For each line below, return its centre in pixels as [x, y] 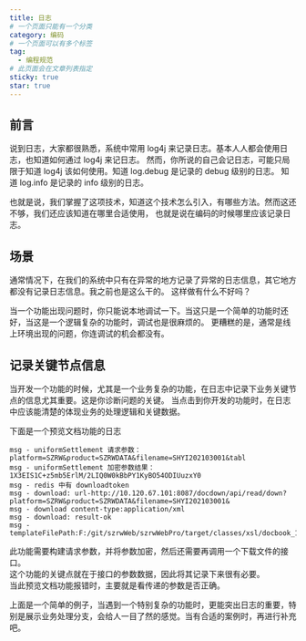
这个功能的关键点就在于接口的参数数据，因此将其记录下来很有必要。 [137, 574]
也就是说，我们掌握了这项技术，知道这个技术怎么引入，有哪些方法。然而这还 [153, 202]
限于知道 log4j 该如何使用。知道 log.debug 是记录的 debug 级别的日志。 [144, 171]
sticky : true [34, 78]
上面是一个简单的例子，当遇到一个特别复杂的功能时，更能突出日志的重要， [149, 605]
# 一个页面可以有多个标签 [51, 43]
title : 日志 [31, 18]
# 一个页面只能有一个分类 [51, 26]
